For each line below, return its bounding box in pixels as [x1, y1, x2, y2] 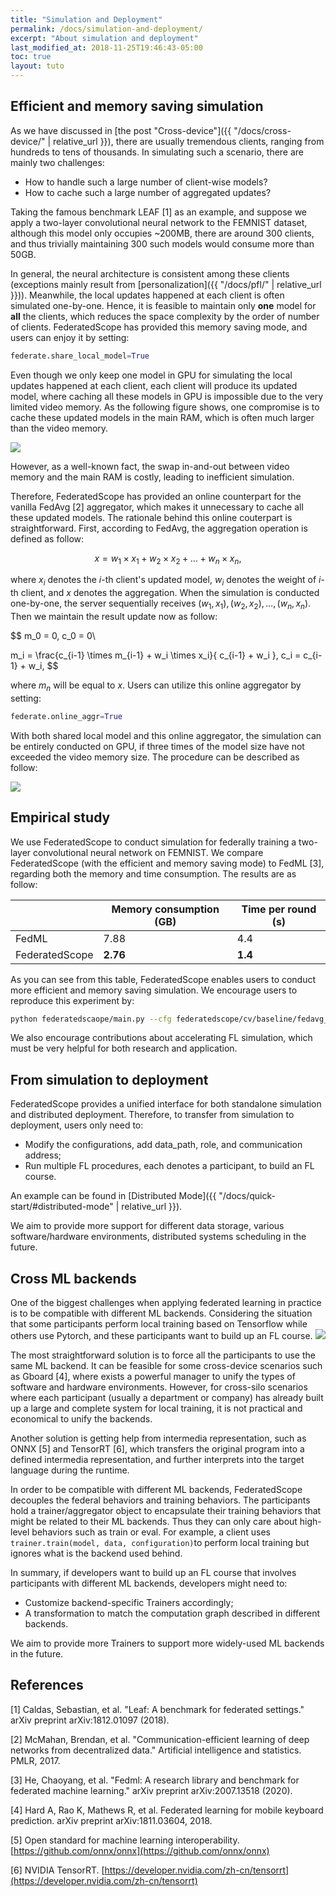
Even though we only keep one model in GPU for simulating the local [10, 369, 293, 381]
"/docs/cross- [233, 124, 292, 136]
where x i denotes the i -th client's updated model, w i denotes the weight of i [10, 574, 322, 588]
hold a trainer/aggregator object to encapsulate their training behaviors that [10, 1505, 322, 1517]
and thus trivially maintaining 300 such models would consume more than [10, 237, 315, 250]
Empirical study [10, 809, 111, 826]
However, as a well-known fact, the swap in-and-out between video [10, 460, 290, 472]
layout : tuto [10, 61, 65, 71]
